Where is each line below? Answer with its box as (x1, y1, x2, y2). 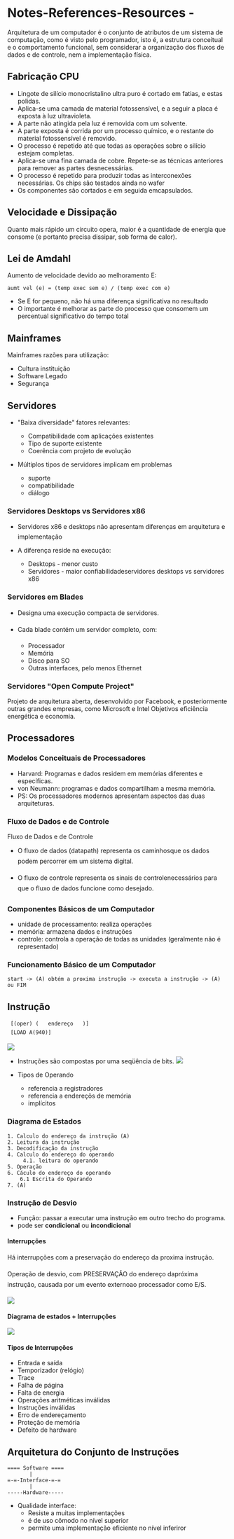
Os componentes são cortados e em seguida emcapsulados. (17, 186, 193, 194)
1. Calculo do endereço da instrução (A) (7, 1133, 130, 1140)
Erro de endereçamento (17, 1411, 86, 1419)
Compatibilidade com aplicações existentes (27, 432, 154, 440)
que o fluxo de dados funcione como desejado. (17, 884, 154, 892)
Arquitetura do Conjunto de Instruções (7, 1446, 179, 1458)
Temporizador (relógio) (17, 1366, 85, 1374)
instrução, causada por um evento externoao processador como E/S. (7, 1281, 207, 1289)
